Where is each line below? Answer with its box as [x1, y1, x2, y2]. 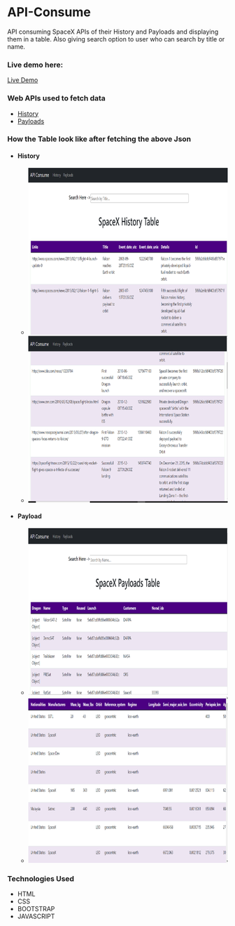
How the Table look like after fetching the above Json [7, 134, 192, 144]
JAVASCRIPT [17, 912, 55, 920]
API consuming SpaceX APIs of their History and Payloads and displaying [7, 27, 219, 36]
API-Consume [7, 4, 91, 20]
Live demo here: [7, 60, 64, 70]
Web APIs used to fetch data [7, 93, 106, 103]
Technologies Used [7, 873, 75, 883]
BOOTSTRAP [17, 905, 55, 913]
